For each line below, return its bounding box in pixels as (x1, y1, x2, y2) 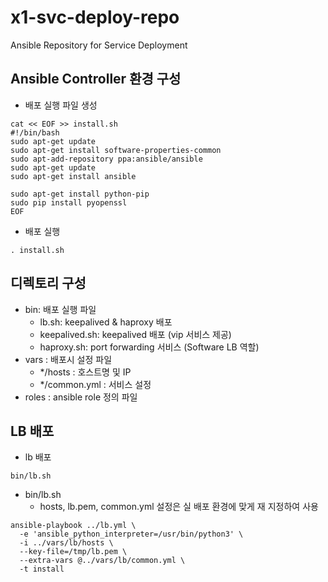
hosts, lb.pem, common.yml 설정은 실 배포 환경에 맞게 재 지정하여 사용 (39, 501, 319, 513)
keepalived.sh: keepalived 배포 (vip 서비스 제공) (39, 328, 232, 340)
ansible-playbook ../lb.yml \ (10, 521, 137, 531)
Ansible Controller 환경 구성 (10, 71, 182, 88)
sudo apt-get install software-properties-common (10, 145, 222, 155)
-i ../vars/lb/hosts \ (19, 538, 114, 548)
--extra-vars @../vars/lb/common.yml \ (19, 556, 186, 566)
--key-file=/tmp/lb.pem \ (19, 547, 128, 557)
